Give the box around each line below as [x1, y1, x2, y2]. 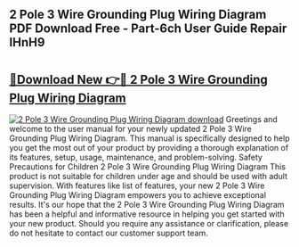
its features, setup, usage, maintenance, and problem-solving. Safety [9, 152, 263, 162]
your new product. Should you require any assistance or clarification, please [9, 218, 289, 228]
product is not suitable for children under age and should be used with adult [9, 171, 287, 181]
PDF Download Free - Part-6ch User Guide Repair [9, 21, 287, 37]
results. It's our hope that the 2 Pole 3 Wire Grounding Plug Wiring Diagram [9, 200, 285, 210]
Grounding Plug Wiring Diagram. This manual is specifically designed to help [9, 133, 290, 144]
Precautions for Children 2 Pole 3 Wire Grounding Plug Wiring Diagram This [9, 161, 287, 172]
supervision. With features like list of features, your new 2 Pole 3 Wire [9, 180, 265, 191]
